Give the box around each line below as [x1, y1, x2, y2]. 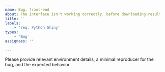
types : [5, 30, 19, 35]
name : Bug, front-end [5, 7, 50, 12]
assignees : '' [5, 39, 34, 44]
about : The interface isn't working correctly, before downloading [5, 12, 146, 17]
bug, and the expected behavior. [5, 61, 71, 67]
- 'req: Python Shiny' [14, 25, 60, 30]
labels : [5, 20, 21, 26]
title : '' [5, 16, 26, 21]
